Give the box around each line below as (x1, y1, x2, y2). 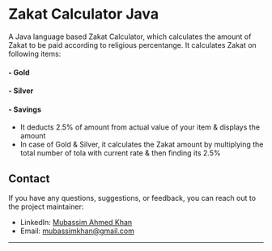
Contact (8, 172, 50, 185)
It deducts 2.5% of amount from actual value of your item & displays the (19, 122, 261, 132)
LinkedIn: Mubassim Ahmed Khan (19, 218, 133, 228)
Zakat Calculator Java (8, 5, 159, 23)
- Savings (8, 104, 42, 114)
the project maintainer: (8, 202, 84, 211)
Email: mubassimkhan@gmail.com (19, 226, 135, 236)
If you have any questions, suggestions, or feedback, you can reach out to (8, 194, 257, 203)
